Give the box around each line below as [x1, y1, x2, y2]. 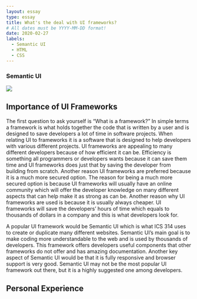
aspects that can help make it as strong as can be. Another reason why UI [6, 192, 185, 200]
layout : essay [6, 8, 41, 15]
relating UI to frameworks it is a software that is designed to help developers [6, 136, 191, 143]
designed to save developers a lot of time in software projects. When [6, 130, 173, 137]
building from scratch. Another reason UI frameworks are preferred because [6, 167, 191, 174]
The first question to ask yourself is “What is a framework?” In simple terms [6, 117, 189, 124]
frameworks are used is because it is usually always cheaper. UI [6, 198, 162, 206]
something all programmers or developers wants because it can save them [6, 155, 187, 162]
